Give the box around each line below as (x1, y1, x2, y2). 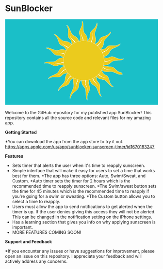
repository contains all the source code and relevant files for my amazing (5, 115, 151, 121)
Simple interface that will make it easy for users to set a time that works (12, 168, 155, 174)
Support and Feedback (5, 239, 52, 245)
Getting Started (5, 129, 37, 135)
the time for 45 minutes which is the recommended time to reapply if (12, 188, 149, 194)
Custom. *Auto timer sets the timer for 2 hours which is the (12, 178, 131, 184)
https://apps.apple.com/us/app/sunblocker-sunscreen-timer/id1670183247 (5, 144, 155, 150)
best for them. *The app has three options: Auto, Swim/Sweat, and (12, 173, 146, 179)
